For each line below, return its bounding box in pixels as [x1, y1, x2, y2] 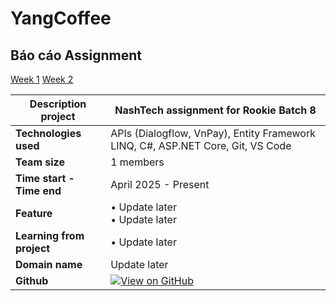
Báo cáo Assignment [10, 47, 142, 64]
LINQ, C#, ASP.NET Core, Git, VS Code [110, 139, 292, 152]
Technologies [15, 127, 82, 140]
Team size [15, 155, 65, 169]
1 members [110, 155, 165, 169]
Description [29, 97, 87, 111]
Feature [15, 207, 53, 220]
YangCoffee [10, 7, 112, 30]
